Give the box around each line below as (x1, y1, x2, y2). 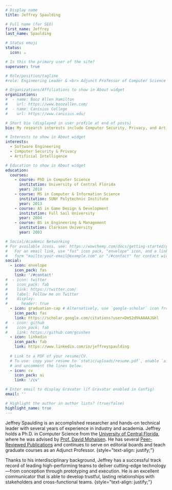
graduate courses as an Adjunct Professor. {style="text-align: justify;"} (5, 447, 155, 453)
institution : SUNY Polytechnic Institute (18, 196, 109, 201)
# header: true (5, 301, 50, 306)
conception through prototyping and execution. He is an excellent (20, 468, 159, 474)
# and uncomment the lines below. (10, 363, 83, 368)
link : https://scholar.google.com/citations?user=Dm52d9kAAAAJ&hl (14, 315, 159, 321)
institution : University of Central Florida (18, 182, 116, 187)
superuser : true (5, 64, 40, 69)
